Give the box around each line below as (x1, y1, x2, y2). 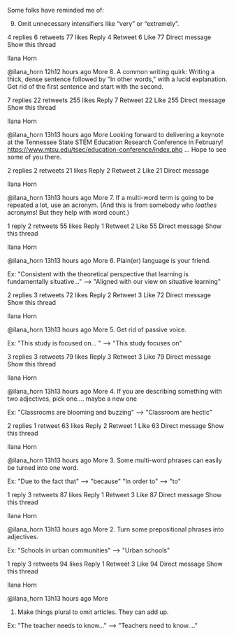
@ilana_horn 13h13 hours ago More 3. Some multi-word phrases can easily (7, 456, 222, 464)
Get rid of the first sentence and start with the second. (7, 83, 164, 90)
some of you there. (7, 153, 62, 161)
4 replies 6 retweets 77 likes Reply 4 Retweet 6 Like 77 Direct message (7, 33, 212, 41)
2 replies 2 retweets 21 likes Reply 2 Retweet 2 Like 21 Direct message (7, 166, 210, 174)
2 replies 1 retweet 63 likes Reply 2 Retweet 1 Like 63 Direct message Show (7, 422, 224, 429)
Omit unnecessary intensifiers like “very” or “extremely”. (17, 20, 180, 27)
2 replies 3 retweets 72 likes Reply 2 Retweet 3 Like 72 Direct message (7, 291, 212, 299)
